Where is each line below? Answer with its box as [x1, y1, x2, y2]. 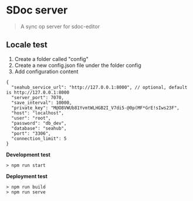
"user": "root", [11, 115, 51, 121]
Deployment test [6, 172, 48, 179]
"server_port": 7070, [11, 94, 65, 100]
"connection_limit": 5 [11, 135, 67, 141]
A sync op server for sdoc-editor [20, 23, 100, 30]
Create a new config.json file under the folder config [14, 62, 142, 69]
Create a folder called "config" [14, 55, 89, 62]
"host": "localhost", [11, 110, 65, 116]
